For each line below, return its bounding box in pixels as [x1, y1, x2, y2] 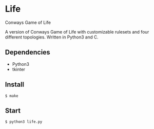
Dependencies [5, 48, 50, 56]
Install [5, 80, 24, 89]
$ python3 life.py [5, 119, 42, 125]
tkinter [12, 66, 25, 72]
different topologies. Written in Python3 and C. [5, 34, 98, 40]
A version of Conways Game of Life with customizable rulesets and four [5, 29, 150, 35]
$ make [5, 93, 19, 98]
